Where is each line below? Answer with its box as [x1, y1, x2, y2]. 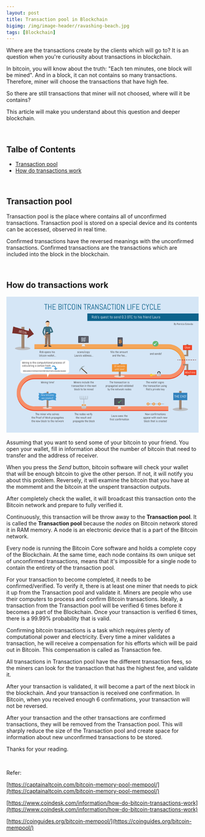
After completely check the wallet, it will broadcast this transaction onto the [6, 495, 196, 502]
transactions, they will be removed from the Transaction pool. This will [6, 721, 183, 728]
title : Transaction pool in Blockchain [6, 16, 108, 23]
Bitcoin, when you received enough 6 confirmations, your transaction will [6, 696, 190, 703]
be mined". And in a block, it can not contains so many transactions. [6, 71, 177, 79]
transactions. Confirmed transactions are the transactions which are [6, 244, 178, 251]
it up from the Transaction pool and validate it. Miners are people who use [6, 589, 192, 596]
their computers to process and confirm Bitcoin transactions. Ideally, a [6, 596, 183, 603]
